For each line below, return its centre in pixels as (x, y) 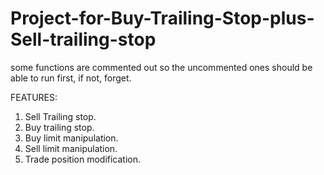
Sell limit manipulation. (71, 148)
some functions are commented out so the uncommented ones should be (161, 67)
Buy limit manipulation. (71, 138)
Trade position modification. (83, 159)
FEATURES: (34, 97)
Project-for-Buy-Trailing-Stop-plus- (162, 18)
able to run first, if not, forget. (71, 78)
